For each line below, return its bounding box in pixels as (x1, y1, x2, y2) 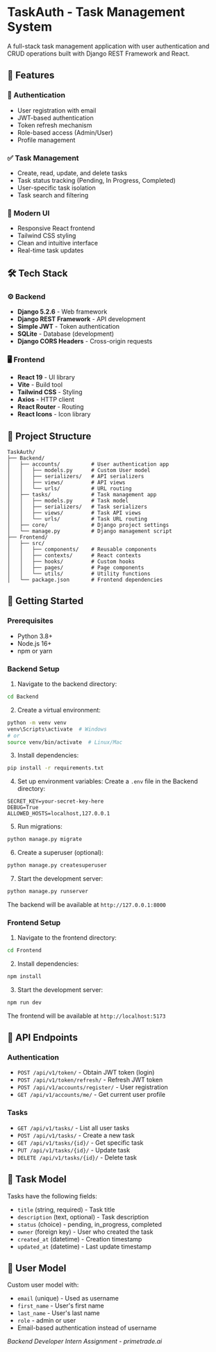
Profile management (17, 136, 76, 144)
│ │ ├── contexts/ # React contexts (7, 552, 141, 560)
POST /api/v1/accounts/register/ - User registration (17, 1083, 169, 1091)
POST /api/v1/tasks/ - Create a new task (17, 1131, 135, 1139)
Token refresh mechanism (17, 121, 92, 129)
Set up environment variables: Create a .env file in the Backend (17, 777, 198, 785)
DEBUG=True (7, 804, 39, 811)
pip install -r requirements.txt (7, 765, 104, 772)
